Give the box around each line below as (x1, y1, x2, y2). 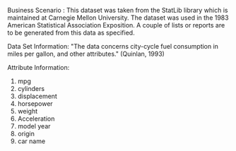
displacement (17, 92, 58, 100)
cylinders (17, 85, 45, 92)
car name (17, 137, 46, 145)
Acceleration (17, 114, 55, 123)
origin (17, 130, 35, 138)
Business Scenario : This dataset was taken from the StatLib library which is (7, 6, 228, 14)
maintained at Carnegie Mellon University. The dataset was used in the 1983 (7, 13, 229, 22)
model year (17, 122, 51, 130)
